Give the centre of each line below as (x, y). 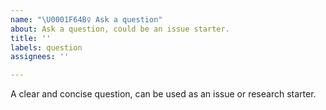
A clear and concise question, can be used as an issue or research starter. (163, 94)
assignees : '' (40, 57)
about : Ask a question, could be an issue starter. (120, 29)
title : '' (31, 38)
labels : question (46, 47)
